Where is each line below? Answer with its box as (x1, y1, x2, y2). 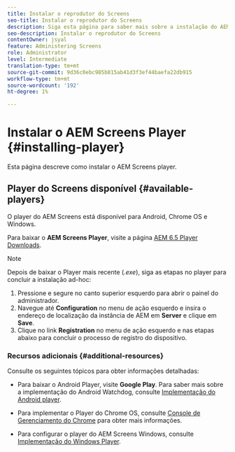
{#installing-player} (7, 139, 125, 155)
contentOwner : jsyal (7, 36, 68, 43)
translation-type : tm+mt (7, 62, 80, 69)
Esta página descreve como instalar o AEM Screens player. (7, 162, 177, 171)
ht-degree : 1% (7, 88, 49, 95)
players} (7, 194, 45, 206)
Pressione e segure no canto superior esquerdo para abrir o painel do (17, 288, 219, 297)
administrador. (17, 296, 59, 304)
